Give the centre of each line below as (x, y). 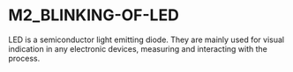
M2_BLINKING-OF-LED (94, 15)
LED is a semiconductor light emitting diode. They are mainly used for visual (146, 40)
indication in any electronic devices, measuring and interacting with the (138, 48)
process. (24, 58)
